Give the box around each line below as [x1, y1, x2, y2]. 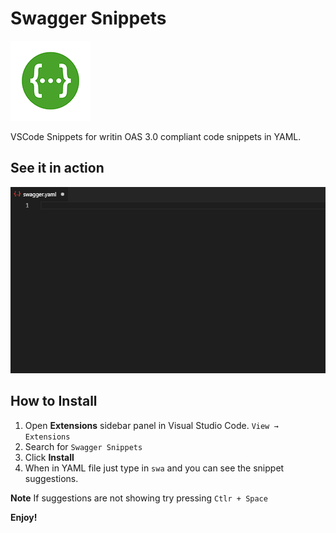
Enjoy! [10, 511, 38, 523]
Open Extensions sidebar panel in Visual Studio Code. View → [24, 419, 279, 431]
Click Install [24, 451, 75, 463]
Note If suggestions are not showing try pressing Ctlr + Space [10, 492, 268, 504]
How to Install [10, 393, 98, 410]
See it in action [10, 160, 105, 177]
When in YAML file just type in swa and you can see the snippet [24, 462, 285, 474]
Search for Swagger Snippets [24, 440, 143, 452]
